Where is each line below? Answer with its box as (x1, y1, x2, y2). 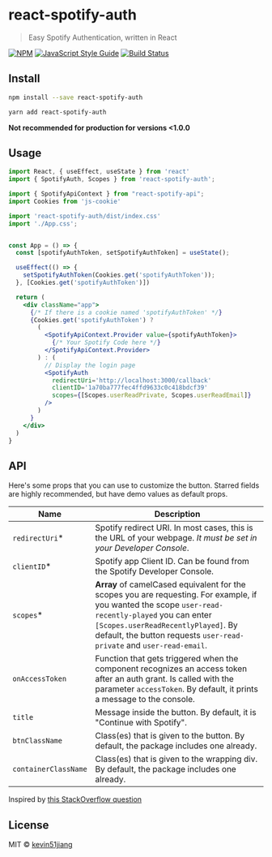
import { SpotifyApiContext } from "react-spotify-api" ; (8, 190, 205, 198)
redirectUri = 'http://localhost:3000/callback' (51, 376, 212, 385)
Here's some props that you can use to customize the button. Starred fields (8, 480, 260, 490)
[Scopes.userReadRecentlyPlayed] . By (95, 619, 239, 631)
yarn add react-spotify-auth (8, 108, 107, 116)
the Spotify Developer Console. (95, 566, 215, 577)
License (8, 818, 49, 832)
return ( (15, 293, 45, 301)
